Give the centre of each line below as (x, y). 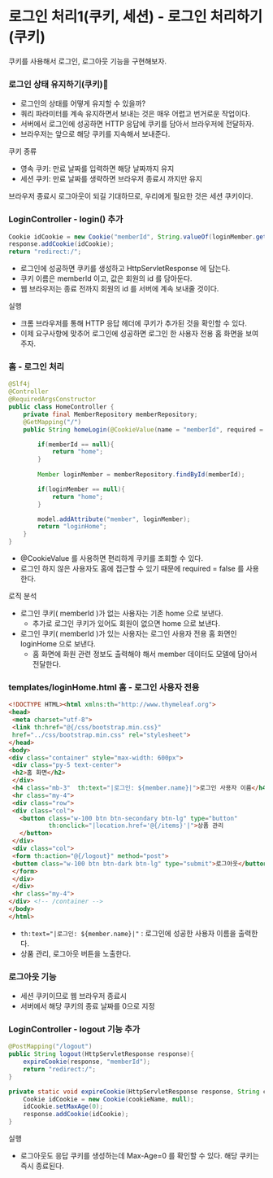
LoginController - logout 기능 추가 (74, 1029)
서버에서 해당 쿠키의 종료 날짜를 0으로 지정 (88, 1006)
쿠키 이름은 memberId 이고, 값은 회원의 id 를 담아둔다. (106, 278)
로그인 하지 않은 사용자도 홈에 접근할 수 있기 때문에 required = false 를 (132, 569)
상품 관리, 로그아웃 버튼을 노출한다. (76, 953)
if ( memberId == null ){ (76, 444)
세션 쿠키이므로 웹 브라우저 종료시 (74, 996)
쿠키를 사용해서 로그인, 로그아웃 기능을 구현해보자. (88, 61)
